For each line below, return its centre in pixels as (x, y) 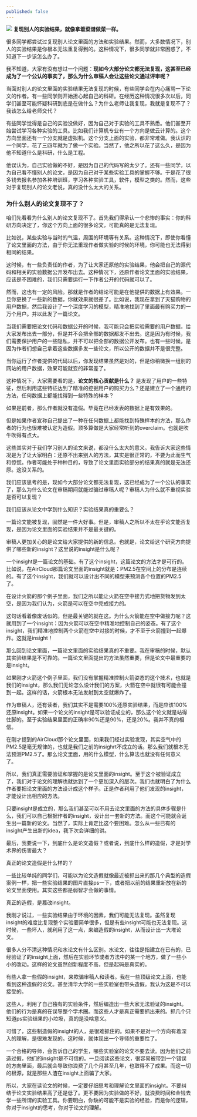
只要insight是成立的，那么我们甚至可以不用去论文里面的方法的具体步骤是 (94, 808)
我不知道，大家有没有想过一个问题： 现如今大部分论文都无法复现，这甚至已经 (98, 69)
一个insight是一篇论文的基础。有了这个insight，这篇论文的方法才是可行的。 (97, 561)
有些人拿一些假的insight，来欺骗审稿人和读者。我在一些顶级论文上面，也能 (96, 976)
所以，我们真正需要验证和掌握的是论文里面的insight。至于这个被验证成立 (94, 774)
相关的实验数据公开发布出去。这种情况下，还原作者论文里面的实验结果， (103, 272)
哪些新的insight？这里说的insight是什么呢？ (68, 549)
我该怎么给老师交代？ (32, 111)
